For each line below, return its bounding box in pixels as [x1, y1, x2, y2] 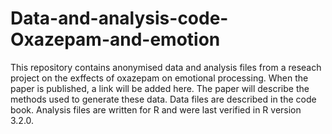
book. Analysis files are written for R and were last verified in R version [10, 103, 302, 116]
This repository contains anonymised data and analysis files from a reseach [10, 61, 322, 73]
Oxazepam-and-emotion [10, 28, 221, 51]
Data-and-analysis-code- [10, 7, 229, 30]
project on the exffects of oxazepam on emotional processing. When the [10, 72, 309, 84]
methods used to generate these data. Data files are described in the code [10, 93, 317, 105]
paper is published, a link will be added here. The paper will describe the [10, 82, 310, 94]
